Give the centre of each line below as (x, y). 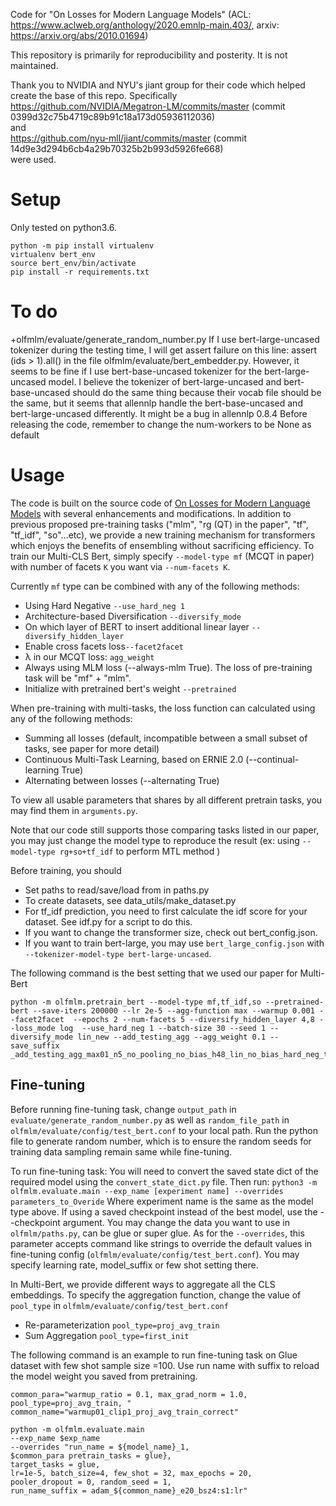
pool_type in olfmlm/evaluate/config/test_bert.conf (119, 1305)
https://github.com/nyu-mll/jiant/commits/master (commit (129, 138)
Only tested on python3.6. (64, 227)
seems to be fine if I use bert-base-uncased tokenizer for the (136, 371)
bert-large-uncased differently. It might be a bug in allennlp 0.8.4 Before (159, 413)
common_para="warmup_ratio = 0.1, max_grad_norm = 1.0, (129, 1394)
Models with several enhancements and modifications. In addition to (151, 513)
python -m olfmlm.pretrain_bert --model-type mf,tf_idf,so (136, 1002)
